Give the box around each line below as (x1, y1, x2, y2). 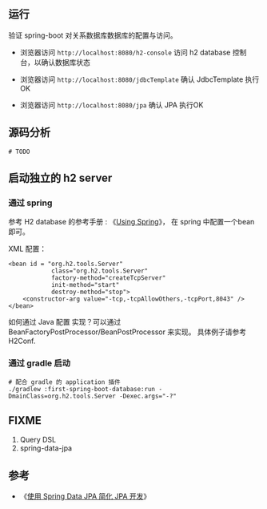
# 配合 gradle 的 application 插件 (8, 378, 122, 386)
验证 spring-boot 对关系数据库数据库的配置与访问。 (8, 30, 177, 40)
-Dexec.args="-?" (118, 392, 177, 400)
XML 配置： (8, 244, 47, 254)
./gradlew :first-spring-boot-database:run (8, 385, 156, 393)
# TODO (8, 147, 30, 156)
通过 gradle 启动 (8, 358, 70, 369)
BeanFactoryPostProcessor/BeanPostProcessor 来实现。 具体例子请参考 (8, 327, 247, 337)
